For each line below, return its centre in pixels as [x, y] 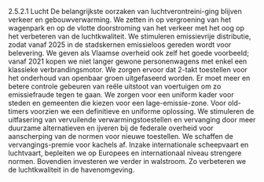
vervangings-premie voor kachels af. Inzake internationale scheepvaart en [128, 145]
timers [18, 111]
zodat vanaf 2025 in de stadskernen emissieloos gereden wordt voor [120, 45]
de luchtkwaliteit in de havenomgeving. [71, 169]
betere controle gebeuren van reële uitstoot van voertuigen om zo [115, 86]
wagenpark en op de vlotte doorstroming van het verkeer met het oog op [126, 28]
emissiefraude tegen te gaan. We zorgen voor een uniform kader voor [121, 95]
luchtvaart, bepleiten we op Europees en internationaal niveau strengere [125, 153]
